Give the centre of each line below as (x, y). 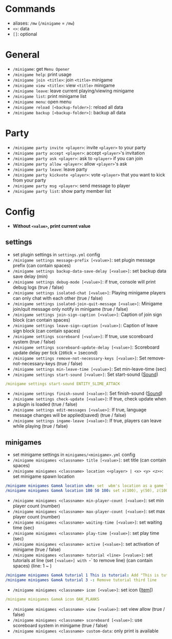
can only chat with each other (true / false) (58, 298)
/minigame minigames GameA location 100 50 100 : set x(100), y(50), (80, 491)
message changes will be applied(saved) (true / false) (69, 415)
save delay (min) (30, 276)
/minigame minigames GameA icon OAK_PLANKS (52, 599)
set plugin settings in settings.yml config (56, 254)
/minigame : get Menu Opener (41, 69)
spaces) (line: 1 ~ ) (32, 566)
